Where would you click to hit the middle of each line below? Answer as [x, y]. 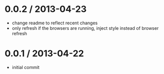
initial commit [25, 67]
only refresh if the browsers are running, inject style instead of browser [85, 28]
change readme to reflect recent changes [55, 23]
